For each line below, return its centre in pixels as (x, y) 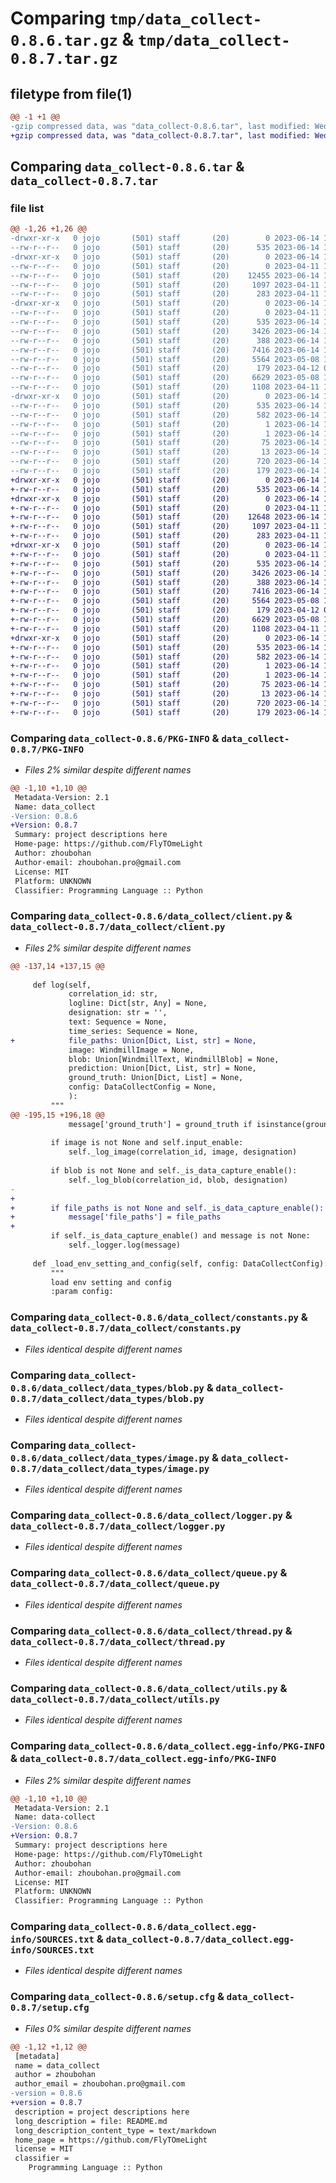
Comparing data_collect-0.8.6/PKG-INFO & (115, 738)
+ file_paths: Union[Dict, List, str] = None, (133, 1040)
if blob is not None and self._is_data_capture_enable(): (174, 1171)
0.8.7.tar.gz (64, 59)
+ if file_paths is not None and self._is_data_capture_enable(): (167, 1208)
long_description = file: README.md (91, 2121)
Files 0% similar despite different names (108, 2028)
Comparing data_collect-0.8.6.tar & (127, 167)
